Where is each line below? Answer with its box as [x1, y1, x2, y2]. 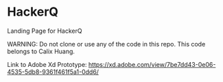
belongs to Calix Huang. [7, 47, 75, 55]
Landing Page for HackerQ [7, 27, 82, 35]
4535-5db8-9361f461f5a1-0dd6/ [7, 68, 99, 76]
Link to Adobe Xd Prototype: [7, 60, 87, 68]
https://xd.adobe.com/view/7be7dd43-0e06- [88, 60, 216, 68]
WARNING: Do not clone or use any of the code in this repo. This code [7, 40, 206, 48]
